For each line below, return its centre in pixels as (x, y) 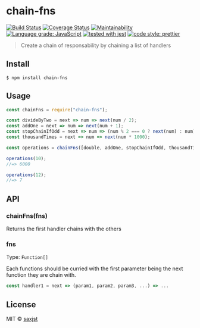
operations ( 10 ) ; (26, 158)
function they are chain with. (41, 275)
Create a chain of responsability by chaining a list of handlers (96, 45)
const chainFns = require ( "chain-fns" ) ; (57, 110)
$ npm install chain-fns (37, 78)
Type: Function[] (27, 257)
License (21, 304)
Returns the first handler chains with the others (64, 229)
